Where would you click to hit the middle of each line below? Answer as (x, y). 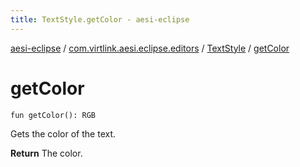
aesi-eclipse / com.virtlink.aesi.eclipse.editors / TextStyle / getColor (150, 48)
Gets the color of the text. (63, 133)
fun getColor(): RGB (53, 115)
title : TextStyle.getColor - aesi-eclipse (100, 19)
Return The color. (46, 153)
